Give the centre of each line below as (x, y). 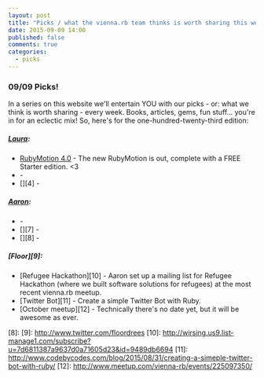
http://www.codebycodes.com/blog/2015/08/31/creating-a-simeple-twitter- (130, 358)
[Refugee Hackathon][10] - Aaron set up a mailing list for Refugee (125, 276)
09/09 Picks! (33, 86)
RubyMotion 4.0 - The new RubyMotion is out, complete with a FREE (130, 159)
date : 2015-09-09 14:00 (47, 30)
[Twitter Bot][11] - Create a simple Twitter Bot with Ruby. (110, 301)
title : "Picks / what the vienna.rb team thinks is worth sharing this (128, 23)
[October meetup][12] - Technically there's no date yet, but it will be (129, 309)
